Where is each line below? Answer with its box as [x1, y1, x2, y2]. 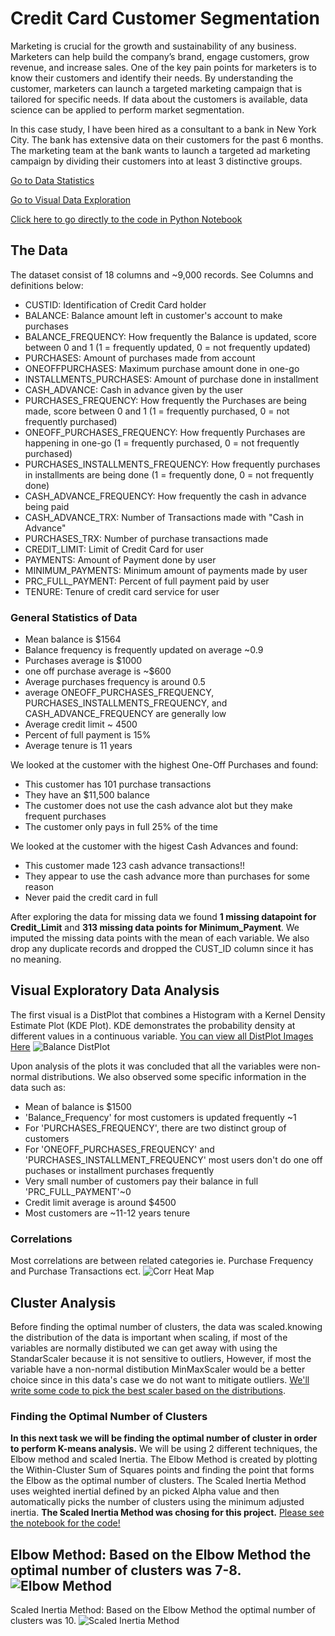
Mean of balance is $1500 [24, 1100, 132, 1112]
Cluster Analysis [10, 1294, 117, 1311]
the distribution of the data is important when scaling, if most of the [10, 1331, 288, 1343]
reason [24, 881, 55, 893]
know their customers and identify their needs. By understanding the [10, 72, 294, 84]
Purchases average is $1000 [24, 655, 143, 667]
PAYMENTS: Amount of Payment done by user [24, 553, 217, 566]
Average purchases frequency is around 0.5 [24, 676, 206, 688]
